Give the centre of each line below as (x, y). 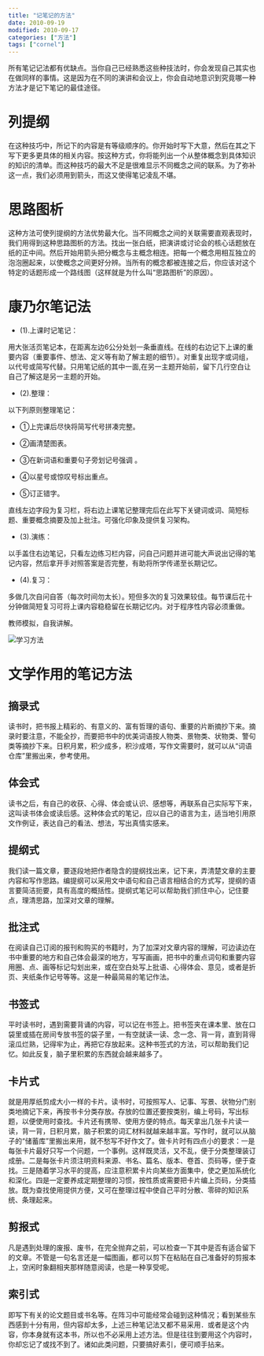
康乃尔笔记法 (50, 307)
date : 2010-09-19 (37, 23)
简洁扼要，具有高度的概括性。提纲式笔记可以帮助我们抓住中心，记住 (132, 890)
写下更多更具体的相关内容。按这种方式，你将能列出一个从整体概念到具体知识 (132, 156)
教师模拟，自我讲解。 (42, 623)
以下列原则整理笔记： (42, 410)
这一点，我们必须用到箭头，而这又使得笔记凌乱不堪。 (94, 175)
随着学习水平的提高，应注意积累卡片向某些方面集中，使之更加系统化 (145, 1170)
